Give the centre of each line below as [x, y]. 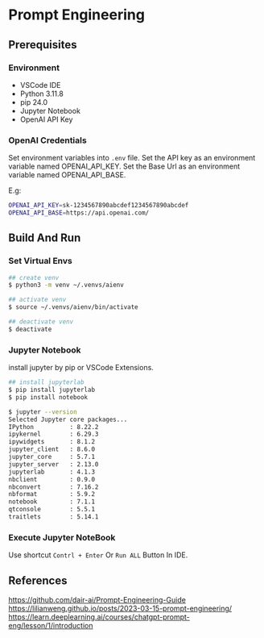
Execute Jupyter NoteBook [62, 537]
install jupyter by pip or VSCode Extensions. [81, 368]
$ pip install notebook [48, 397]
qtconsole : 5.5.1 [52, 510]
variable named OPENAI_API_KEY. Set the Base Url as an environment [124, 166]
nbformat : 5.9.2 [52, 494]
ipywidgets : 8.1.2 [52, 442]
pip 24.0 [34, 102]
